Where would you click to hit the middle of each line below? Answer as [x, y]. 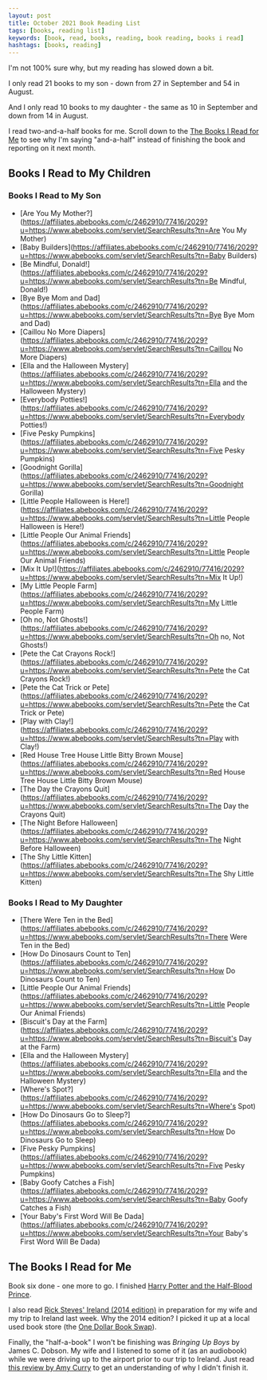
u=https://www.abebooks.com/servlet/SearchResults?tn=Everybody [132, 416]
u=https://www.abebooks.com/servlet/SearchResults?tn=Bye [120, 315]
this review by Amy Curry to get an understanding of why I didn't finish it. [128, 1367]
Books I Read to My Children [80, 173]
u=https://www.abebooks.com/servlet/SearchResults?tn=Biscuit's [128, 1039]
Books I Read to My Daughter [66, 903]
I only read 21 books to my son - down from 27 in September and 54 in [124, 84]
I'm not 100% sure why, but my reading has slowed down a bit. [111, 68]
